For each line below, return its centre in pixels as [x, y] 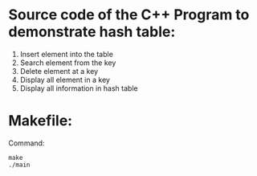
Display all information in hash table [79, 88]
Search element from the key [68, 63]
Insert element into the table [67, 54]
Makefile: [41, 121]
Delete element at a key [59, 71]
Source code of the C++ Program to [129, 15]
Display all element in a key [65, 80]
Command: [27, 143]
